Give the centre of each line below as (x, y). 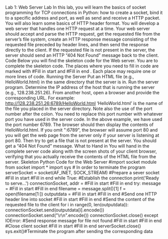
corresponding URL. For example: (40, 98)
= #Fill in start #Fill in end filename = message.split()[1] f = (66, 189)
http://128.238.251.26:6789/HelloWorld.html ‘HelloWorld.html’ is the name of (84, 103)
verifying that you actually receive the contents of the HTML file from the (81, 157)
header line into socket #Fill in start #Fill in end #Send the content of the (80, 199)
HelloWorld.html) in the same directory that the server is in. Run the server (82, 82)
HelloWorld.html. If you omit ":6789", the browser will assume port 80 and (81, 130)
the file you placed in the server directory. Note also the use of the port (79, 108)
